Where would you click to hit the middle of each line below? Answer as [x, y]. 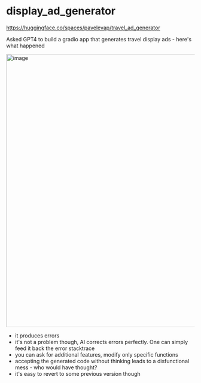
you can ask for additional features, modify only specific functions [96, 354]
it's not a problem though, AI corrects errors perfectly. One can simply [101, 342]
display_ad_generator [61, 11]
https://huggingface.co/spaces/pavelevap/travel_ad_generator [83, 28]
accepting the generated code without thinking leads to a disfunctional [102, 361]
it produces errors [37, 335]
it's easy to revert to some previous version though [77, 373]
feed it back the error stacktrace [55, 348]
